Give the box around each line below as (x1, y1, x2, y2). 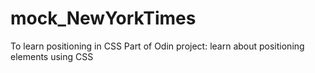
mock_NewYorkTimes (10, 7, 197, 30)
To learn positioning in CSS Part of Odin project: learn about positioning (10, 40, 305, 52)
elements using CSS (10, 50, 94, 62)
